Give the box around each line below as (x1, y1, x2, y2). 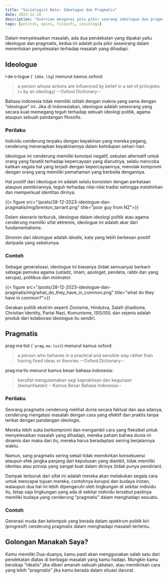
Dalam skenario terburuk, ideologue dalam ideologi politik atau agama (5, 214, 149, 220)
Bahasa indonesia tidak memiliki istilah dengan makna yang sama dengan (5, 98, 156, 104)
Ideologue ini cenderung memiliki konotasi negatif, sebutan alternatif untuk (5, 153, 159, 159)
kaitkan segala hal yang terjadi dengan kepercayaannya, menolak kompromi (5, 164, 161, 170)
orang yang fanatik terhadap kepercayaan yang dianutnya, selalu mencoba (5, 158, 159, 164)
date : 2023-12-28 (5, 12, 41, 17)
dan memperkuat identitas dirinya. (5, 189, 76, 195)
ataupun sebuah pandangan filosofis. (5, 114, 82, 120)
